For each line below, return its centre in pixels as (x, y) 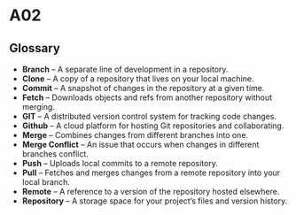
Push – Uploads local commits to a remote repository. (120, 163)
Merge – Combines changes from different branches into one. (135, 135)
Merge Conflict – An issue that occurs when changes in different (140, 144)
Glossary (35, 48)
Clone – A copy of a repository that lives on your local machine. (138, 79)
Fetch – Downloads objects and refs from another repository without (147, 97)
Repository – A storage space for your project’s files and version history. (155, 201)
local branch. (46, 182)
